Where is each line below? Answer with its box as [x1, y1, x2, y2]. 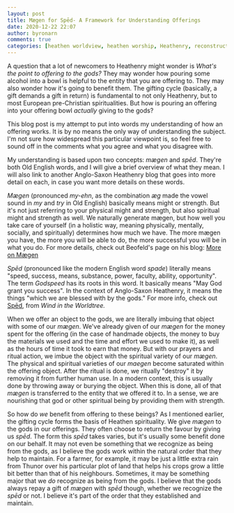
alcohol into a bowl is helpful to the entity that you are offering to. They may [7, 77, 224, 84]
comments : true [7, 36, 52, 43]
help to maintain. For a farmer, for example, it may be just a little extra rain [7, 454, 219, 463]
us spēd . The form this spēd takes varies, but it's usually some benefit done [7, 432, 225, 440]
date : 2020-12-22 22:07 [7, 23, 77, 30]
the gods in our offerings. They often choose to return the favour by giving [7, 425, 221, 433]
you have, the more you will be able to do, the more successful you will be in [7, 236, 226, 244]
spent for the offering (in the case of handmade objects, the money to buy [7, 329, 220, 338]
